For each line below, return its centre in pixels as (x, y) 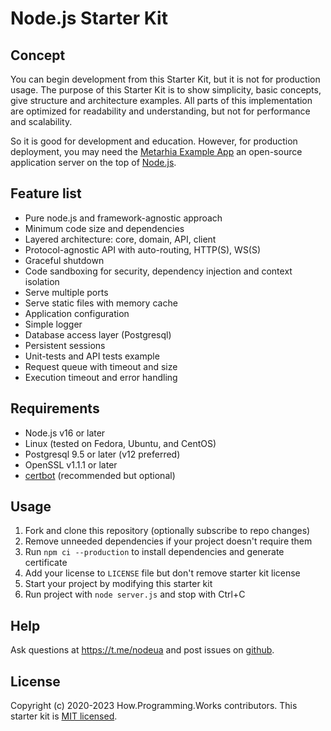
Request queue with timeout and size (101, 366)
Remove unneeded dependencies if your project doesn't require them (168, 541)
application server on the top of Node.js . (93, 162)
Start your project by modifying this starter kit (118, 584)
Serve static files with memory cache (101, 303)
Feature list (46, 193)
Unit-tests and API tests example (92, 356)
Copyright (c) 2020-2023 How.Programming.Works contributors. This (154, 706)
